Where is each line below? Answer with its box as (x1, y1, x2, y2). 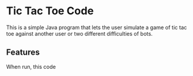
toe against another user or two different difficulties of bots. (6, 30, 153, 37)
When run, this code (6, 63, 56, 70)
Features (6, 47, 40, 58)
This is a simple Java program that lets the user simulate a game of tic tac (6, 24, 188, 31)
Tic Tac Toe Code (6, 4, 94, 18)
